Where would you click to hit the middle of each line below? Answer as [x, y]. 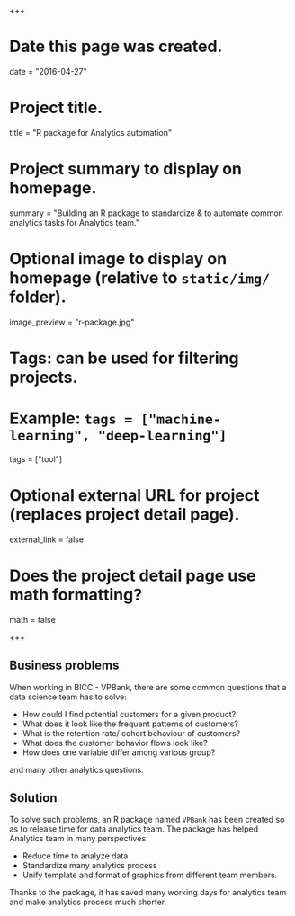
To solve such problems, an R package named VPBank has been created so [147, 820]
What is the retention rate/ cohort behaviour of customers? [131, 733]
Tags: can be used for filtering [124, 358]
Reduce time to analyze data [75, 856]
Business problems [64, 666]
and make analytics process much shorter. [88, 902]
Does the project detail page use [133, 575]
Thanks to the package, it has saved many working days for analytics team [148, 893]
